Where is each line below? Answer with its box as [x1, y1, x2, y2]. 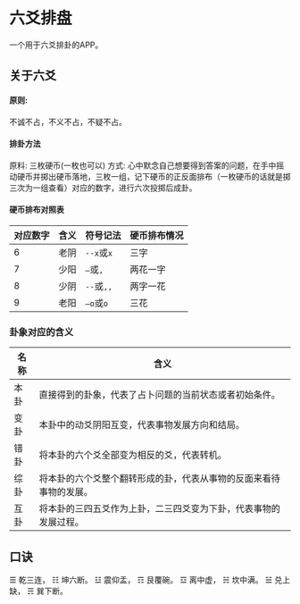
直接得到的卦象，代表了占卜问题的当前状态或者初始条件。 [38, 389, 281, 401]
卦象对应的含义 [9, 325, 74, 338]
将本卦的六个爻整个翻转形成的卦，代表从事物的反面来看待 [38, 473, 281, 485]
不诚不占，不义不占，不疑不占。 [9, 116, 127, 127]
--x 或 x [85, 247, 113, 259]
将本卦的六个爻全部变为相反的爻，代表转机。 [38, 449, 228, 461]
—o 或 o [85, 297, 109, 309]
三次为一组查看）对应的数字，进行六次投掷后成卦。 [9, 182, 197, 193]
